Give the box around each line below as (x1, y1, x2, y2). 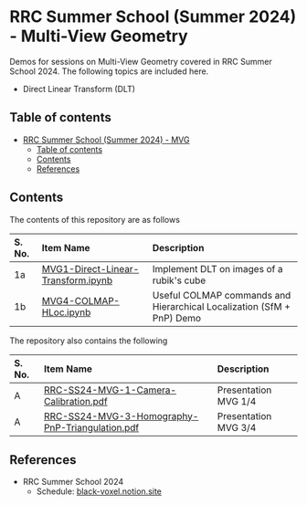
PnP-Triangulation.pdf (44, 421, 140, 434)
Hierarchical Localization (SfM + (152, 300, 291, 312)
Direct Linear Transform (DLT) (22, 83, 135, 94)
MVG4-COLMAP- (41, 294, 121, 307)
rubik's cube (152, 274, 206, 287)
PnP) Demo (152, 311, 202, 324)
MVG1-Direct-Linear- (41, 262, 140, 275)
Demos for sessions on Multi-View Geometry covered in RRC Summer (9, 56, 272, 67)
